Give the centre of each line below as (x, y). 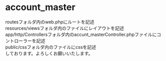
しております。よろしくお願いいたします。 (49, 53)
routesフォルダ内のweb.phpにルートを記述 (50, 22)
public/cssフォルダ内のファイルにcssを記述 (51, 47)
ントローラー (18, 41)
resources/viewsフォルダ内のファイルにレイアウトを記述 (65, 28)
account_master (40, 7)
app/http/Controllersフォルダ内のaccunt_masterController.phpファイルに (81, 34)
